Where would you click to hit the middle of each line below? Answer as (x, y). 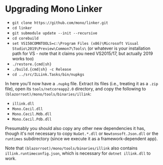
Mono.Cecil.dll (27, 109)
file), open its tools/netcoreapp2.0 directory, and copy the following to (75, 89)
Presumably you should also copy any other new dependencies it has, (75, 128)
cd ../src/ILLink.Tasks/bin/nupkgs (48, 74)
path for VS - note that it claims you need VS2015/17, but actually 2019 (82, 53)
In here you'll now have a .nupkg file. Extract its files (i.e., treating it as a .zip (81, 83)
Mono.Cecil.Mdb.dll (32, 114)
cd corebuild (25, 38)
